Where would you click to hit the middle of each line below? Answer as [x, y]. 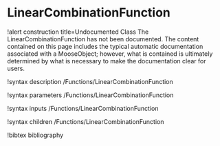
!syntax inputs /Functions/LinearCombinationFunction [83, 108]
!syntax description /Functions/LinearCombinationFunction [90, 81]
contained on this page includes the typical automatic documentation [105, 46]
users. [16, 68]
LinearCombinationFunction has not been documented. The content [103, 39]
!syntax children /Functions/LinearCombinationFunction [86, 121]
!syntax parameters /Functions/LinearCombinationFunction [90, 95]
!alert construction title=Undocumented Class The [78, 32]
